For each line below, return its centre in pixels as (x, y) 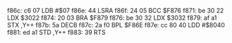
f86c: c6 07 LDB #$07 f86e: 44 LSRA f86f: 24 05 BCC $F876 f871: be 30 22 (116, 11)
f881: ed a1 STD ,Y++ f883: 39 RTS (56, 32)
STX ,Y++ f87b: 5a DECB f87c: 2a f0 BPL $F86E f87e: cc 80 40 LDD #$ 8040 (116, 25)
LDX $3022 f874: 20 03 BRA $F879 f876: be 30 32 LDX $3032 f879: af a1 (112, 18)
